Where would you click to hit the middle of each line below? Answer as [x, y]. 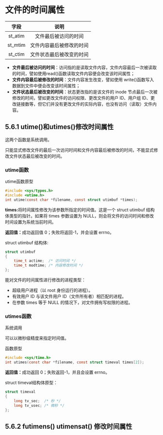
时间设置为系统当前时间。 [31, 222]
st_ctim [16, 54]
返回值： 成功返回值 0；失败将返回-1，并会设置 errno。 [59, 232]
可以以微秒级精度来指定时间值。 [37, 338]
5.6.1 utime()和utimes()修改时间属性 [59, 127]
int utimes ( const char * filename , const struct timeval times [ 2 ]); [75, 362]
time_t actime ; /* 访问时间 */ [45, 261]
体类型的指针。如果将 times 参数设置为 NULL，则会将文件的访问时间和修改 [80, 216]
